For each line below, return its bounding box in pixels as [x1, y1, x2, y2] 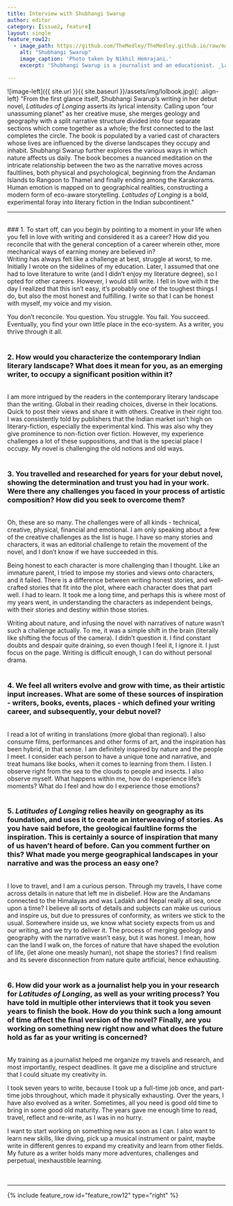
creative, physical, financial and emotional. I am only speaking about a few [7, 525, 220, 534]
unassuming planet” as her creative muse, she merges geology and [7, 109, 200, 117]
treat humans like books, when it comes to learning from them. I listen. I [7, 759, 212, 768]
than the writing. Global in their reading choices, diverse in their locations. [7, 400, 218, 408]
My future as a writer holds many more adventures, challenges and [7, 1149, 199, 1157]
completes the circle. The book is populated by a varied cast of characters [7, 131, 220, 140]
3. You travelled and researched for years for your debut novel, [7, 468, 223, 478]
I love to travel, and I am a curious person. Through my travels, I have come [7, 881, 223, 890]
